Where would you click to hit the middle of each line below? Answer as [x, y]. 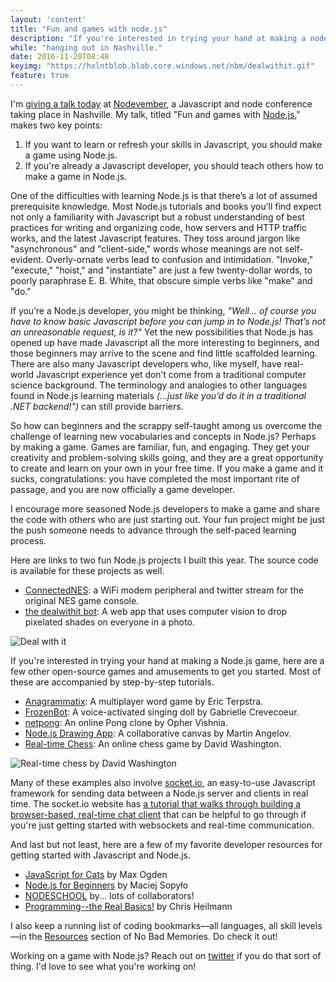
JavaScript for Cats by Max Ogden [96, 874]
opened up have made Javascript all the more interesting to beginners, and [165, 342]
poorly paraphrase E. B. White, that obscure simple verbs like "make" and [161, 280]
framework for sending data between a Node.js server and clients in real [159, 793]
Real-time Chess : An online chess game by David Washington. [153, 743]
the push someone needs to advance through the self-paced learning [153, 530]
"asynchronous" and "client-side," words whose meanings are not [146, 248]
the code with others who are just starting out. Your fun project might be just [168, 519]
